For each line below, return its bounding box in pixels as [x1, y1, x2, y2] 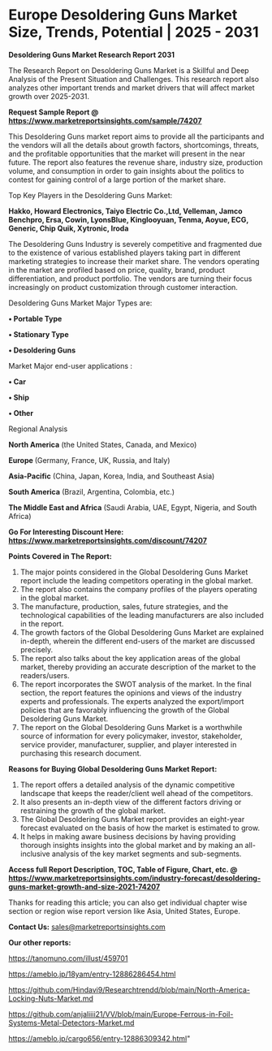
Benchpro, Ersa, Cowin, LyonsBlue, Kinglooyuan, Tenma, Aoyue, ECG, [8, 214, 249, 224]
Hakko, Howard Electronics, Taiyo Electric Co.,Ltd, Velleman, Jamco [8, 205, 243, 216]
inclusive [19, 849, 50, 859]
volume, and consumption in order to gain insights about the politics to [8, 166, 244, 175]
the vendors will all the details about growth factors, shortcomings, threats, [8, 140, 260, 149]
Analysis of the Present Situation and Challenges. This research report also [8, 74, 260, 84]
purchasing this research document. [19, 748, 142, 758]
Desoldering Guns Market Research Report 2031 [8, 50, 175, 59]
